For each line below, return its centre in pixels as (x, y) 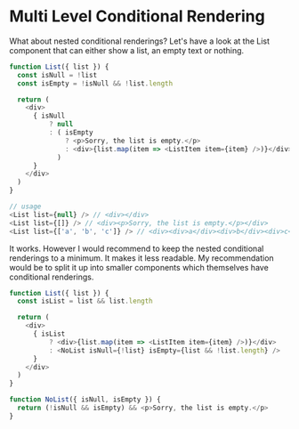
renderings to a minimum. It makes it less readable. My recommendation (141, 258)
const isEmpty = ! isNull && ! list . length (95, 83)
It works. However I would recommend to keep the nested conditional (137, 248)
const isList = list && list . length (85, 301)
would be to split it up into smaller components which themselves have (139, 267)
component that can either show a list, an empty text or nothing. (127, 50)
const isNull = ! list (57, 75)
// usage (25, 206)
